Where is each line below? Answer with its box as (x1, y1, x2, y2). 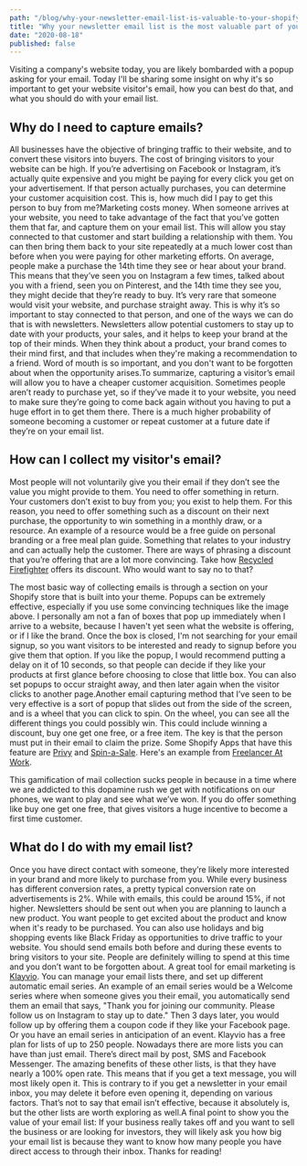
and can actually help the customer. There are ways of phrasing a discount (9, 544, 291, 555)
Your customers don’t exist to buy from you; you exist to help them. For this (9, 496, 292, 507)
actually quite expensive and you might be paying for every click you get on (9, 173, 294, 184)
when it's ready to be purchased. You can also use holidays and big (9, 922, 264, 933)
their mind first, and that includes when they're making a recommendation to (9, 348, 298, 359)
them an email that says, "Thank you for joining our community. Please (9, 1000, 276, 1011)
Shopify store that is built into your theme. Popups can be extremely (9, 591, 266, 602)
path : (9, 13, 30, 23)
